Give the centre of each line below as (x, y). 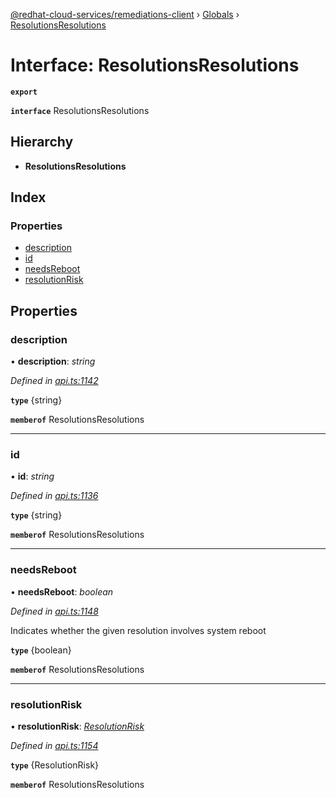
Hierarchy (42, 142)
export (24, 92)
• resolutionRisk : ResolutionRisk (77, 726)
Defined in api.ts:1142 (54, 381)
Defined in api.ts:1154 (54, 746)
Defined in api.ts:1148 (54, 611)
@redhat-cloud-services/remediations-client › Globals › (125, 14)
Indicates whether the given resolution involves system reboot (138, 630)
